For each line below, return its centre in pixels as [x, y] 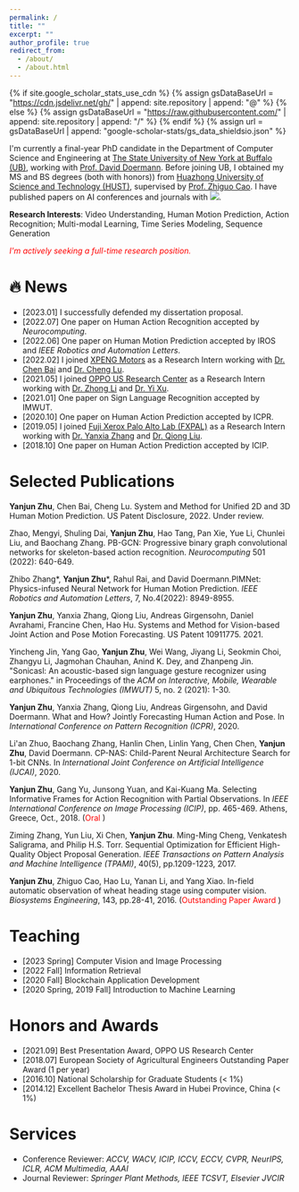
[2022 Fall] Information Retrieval [81, 970]
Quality [22, 854]
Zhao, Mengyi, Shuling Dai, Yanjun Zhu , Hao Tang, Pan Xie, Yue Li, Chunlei [147, 532]
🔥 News [39, 287]
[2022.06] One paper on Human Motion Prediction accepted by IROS [149, 340]
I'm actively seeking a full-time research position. [100, 251]
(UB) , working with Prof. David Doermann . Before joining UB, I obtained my [146, 167]
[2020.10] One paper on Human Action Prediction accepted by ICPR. [148, 416]
